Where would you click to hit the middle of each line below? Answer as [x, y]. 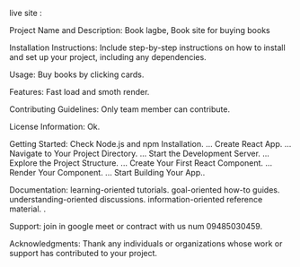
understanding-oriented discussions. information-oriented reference [136, 199]
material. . [28, 209]
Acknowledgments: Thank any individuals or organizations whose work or [146, 244]
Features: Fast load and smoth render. [79, 92]
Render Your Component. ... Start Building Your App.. [107, 172]
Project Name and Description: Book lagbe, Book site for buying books [140, 30]
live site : [26, 13]
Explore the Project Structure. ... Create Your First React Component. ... [141, 163]
